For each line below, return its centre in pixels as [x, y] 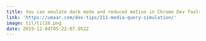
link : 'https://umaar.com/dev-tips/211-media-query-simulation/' [91, 17]
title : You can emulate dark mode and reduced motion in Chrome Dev [96, 12]
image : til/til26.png [34, 23]
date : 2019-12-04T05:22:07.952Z [48, 29]
